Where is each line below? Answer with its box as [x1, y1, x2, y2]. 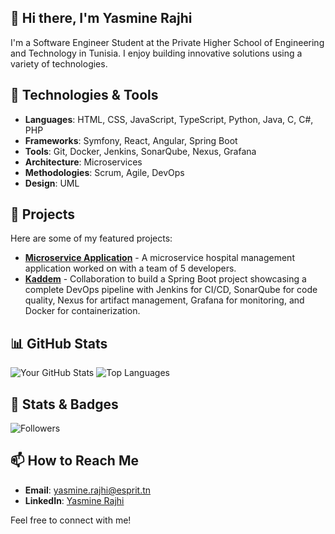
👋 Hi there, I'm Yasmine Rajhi [10, 10, 193, 27]
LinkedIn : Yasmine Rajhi [24, 494, 125, 506]
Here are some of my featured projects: [10, 232, 173, 245]
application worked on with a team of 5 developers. [24, 262, 237, 275]
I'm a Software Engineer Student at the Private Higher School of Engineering [10, 36, 325, 48]
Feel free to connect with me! [10, 514, 132, 526]
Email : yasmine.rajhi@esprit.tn [24, 484, 152, 496]
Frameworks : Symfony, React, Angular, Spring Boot [24, 134, 238, 146]
